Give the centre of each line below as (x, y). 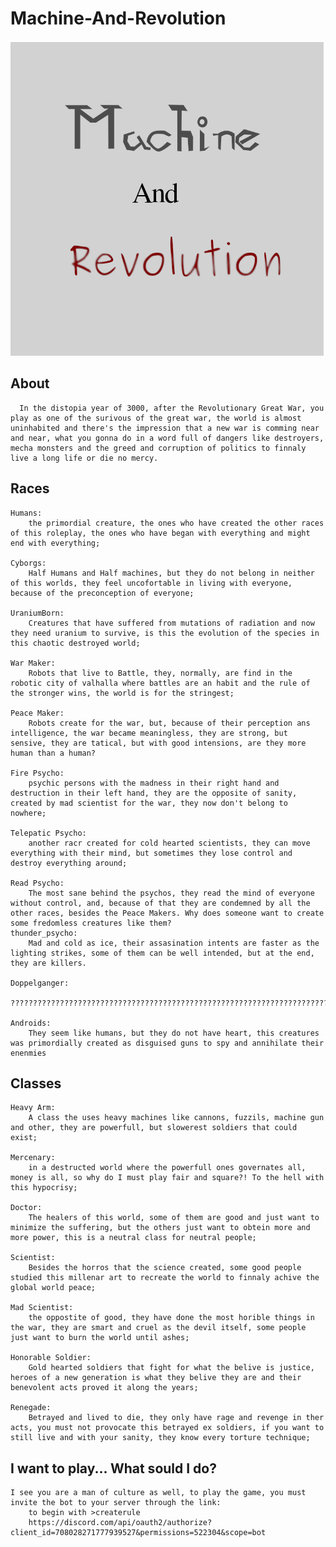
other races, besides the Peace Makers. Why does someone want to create (167, 913)
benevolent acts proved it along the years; (104, 1388)
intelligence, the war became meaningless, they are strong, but (149, 733)
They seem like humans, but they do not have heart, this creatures (174, 1033)
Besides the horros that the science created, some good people (165, 1268)
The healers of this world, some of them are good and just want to (174, 1218)
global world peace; (53, 1288)
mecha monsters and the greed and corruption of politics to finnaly (158, 448)
